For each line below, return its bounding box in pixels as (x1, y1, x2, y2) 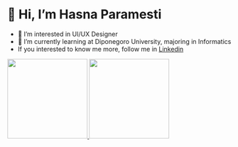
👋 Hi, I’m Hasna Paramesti (7, 6, 162, 23)
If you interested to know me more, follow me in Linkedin (17, 45, 184, 53)
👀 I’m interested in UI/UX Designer (17, 30, 119, 38)
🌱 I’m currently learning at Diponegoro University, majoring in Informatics (17, 37, 232, 45)
